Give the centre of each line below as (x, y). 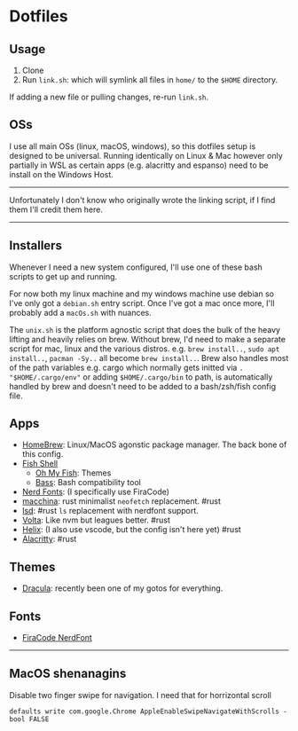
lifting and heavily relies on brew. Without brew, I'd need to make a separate (148, 339)
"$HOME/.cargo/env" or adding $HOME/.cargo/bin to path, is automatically (141, 377)
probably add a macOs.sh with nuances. (81, 312)
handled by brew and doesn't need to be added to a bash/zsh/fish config (143, 386)
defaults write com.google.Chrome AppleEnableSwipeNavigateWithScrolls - (149, 711)
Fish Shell (40, 464)
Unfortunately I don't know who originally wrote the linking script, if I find (142, 200)
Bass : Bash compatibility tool (88, 483)
